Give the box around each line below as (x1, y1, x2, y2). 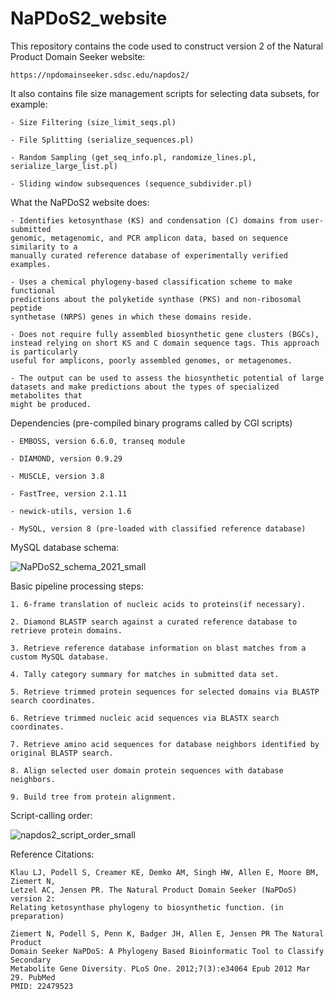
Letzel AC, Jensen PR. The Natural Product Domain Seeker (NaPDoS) (10, 885, 298, 895)
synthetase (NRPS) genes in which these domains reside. (10, 312, 253, 322)
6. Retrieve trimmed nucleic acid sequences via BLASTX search (10, 713, 280, 723)
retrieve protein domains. (10, 625, 123, 636)
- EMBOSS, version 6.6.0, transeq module (10, 436, 186, 446)
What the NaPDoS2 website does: (10, 196, 150, 208)
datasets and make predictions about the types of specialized (10, 382, 280, 392)
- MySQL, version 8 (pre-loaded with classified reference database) (10, 523, 307, 534)
